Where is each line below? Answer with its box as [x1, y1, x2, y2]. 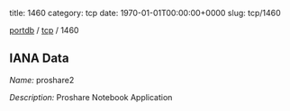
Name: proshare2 [9, 74, 75, 85]
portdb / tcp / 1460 [9, 25, 79, 35]
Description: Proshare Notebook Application [9, 91, 173, 102]
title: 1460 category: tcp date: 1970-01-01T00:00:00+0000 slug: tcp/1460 [9, 8, 281, 18]
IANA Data [9, 51, 69, 66]
